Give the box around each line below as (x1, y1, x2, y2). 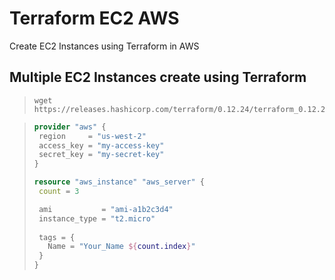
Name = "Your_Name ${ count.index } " (47, 242, 196, 252)
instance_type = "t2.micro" (38, 213, 156, 224)
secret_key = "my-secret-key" (38, 150, 165, 160)
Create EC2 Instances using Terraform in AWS (9, 40, 200, 52)
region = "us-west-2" (38, 131, 147, 141)
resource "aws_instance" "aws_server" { (33, 177, 205, 187)
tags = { (38, 232, 76, 242)
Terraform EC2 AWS (9, 7, 180, 30)
